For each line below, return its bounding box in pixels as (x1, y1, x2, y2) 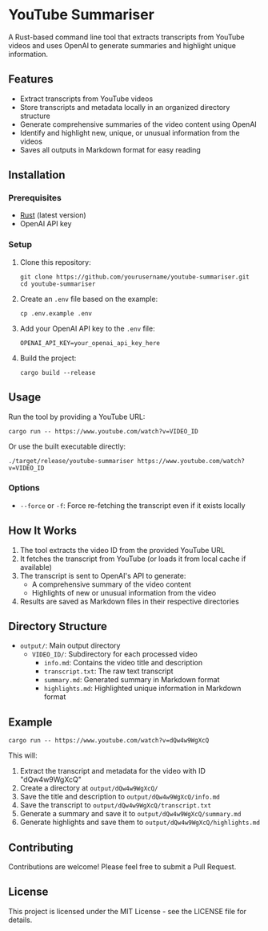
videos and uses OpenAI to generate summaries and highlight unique (8, 40, 236, 50)
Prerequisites (8, 193, 62, 204)
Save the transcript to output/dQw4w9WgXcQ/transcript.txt (19, 800, 212, 810)
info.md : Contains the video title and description (43, 658, 202, 668)
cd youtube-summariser (19, 279, 96, 288)
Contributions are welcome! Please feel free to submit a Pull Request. (8, 862, 237, 872)
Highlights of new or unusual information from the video (31, 587, 217, 597)
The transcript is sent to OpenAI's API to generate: (19, 571, 186, 580)
